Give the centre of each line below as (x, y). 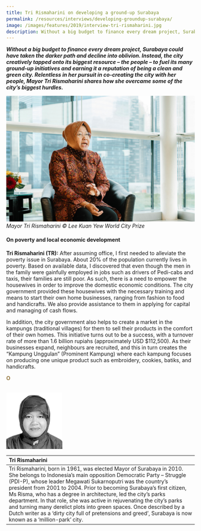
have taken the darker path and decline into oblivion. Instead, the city (95, 56)
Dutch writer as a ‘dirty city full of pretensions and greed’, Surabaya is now (100, 513)
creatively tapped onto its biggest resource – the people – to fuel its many (99, 62)
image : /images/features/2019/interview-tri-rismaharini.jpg (84, 25)
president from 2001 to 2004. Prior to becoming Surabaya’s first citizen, (98, 488)
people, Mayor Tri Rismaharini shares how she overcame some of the (95, 81)
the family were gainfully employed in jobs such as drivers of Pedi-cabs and (100, 272)
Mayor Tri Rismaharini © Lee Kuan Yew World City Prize (76, 226)
